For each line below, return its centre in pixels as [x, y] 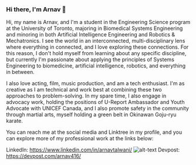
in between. [20, 72]
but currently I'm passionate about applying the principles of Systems [90, 60]
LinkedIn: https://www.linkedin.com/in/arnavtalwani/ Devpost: [93, 150]
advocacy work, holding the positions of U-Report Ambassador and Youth [95, 102]
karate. [15, 121]
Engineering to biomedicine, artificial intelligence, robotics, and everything [96, 66]
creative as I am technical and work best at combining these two [84, 90]
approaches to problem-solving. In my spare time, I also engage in [86, 96]
